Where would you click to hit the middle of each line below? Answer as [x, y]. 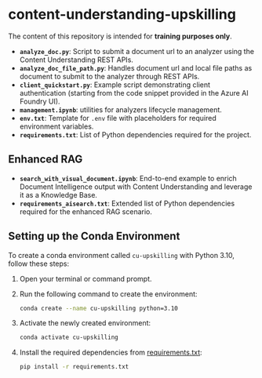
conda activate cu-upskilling [69, 338]
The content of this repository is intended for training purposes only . [120, 36]
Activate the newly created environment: [85, 323]
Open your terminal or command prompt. [86, 278]
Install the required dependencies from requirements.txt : [111, 353]
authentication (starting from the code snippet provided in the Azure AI [134, 93]
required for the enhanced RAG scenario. [86, 211]
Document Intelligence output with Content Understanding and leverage [136, 187]
